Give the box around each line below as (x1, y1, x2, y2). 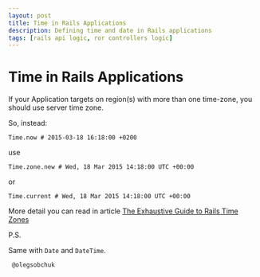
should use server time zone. (8, 103, 104, 112)
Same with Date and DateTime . (8, 246, 106, 256)
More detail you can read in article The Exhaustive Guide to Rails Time (8, 206, 238, 216)
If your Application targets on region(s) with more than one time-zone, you (8, 95, 253, 104)
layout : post (8, 11, 52, 20)
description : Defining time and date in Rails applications (8, 26, 213, 34)
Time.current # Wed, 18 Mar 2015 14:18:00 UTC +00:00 (8, 193, 191, 201)
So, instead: (8, 119, 48, 128)
